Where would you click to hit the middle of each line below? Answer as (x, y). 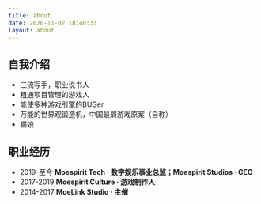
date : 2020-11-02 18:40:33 (53, 23)
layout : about (32, 30)
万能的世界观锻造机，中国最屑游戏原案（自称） (96, 115)
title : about (30, 15)
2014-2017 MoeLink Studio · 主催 (74, 192)
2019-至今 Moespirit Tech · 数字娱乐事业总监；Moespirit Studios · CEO (136, 172)
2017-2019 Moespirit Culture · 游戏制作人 (87, 182)
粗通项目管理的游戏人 (54, 95)
